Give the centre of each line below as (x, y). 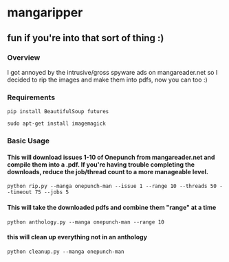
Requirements (31, 97)
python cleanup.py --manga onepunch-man (66, 252)
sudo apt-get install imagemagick (57, 124)
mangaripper (45, 13)
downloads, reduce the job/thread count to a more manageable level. (108, 171)
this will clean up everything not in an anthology (77, 237)
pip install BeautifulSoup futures (58, 112)
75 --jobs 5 (52, 192)
